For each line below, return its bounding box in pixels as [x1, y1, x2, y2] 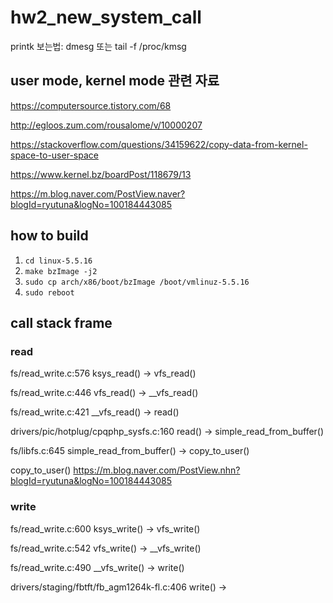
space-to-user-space [10, 149, 99, 161]
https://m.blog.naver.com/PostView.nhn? [73, 464, 241, 476]
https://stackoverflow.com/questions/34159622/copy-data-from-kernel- [10, 138, 308, 150]
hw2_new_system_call [10, 6, 202, 29]
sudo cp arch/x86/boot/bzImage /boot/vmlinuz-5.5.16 [24, 277, 250, 287]
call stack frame [10, 314, 113, 331]
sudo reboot [24, 287, 75, 298]
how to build [10, 227, 89, 245]
